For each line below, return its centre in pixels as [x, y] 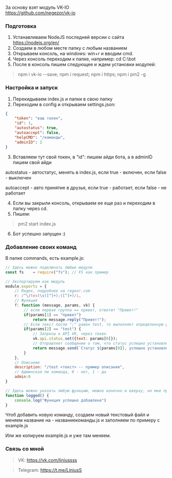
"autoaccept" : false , [37, 133]
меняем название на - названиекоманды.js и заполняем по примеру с [83, 420]
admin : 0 [23, 377]
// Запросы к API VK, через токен [69, 334]
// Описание [27, 362]
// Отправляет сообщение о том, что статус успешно [89, 344]
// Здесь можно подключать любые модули [49, 267]
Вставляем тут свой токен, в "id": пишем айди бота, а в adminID [82, 157]
